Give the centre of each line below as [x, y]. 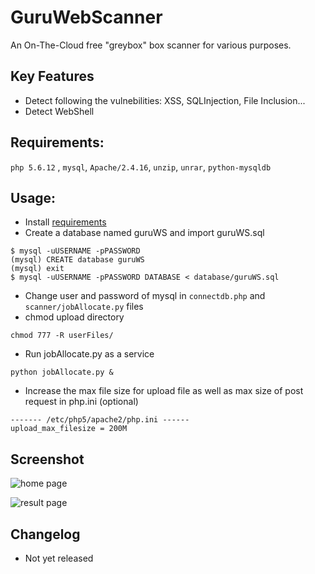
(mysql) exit [37, 269]
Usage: [33, 197]
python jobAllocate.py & [62, 372]
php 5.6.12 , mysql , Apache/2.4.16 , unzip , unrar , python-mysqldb [141, 167]
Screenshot [47, 459]
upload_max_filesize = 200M [69, 429]
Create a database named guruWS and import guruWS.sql [144, 233]
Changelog [45, 534]
